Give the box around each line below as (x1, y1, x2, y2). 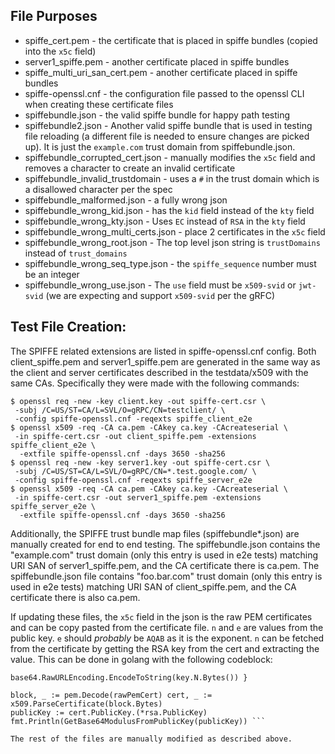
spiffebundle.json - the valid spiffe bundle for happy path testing (24, 109, 291, 121)
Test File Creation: (10, 319, 127, 336)
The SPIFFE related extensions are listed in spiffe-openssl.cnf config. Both (10, 345, 317, 357)
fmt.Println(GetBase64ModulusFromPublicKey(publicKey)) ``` (10, 716, 267, 726)
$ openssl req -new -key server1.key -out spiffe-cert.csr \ (10, 457, 271, 468)
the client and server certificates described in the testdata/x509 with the (10, 366, 309, 378)
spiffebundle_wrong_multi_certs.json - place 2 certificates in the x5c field (24, 225, 326, 238)
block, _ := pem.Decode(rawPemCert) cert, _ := (10, 690, 213, 700)
